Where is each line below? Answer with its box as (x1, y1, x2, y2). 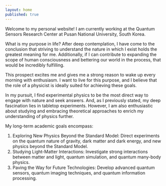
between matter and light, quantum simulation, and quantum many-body (12, 153, 161, 160)
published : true (5, 12, 39, 17)
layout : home (5, 7, 32, 12)
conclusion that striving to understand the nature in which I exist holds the (5, 46, 158, 52)
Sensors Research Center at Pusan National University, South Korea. (5, 31, 146, 37)
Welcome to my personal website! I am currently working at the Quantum (5, 25, 155, 31)
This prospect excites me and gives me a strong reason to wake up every (5, 71, 156, 77)
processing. (12, 175, 37, 181)
